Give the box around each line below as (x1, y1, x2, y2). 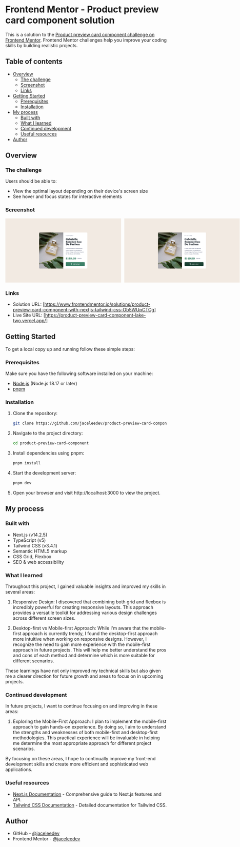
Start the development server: (12, 470, 76, 476)
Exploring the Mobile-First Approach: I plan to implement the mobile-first (12, 718, 167, 724)
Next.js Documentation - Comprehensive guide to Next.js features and (12, 791, 162, 797)
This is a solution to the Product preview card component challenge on (5, 31, 155, 37)
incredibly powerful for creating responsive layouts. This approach (12, 604, 154, 610)
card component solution (5, 14, 115, 26)
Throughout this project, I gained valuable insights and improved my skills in (5, 583, 166, 589)
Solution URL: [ (12, 301, 45, 307)
